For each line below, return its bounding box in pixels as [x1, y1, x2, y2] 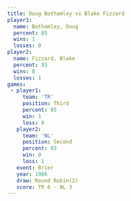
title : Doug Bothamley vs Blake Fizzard [7, 10, 125, 17]
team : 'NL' [22, 132, 54, 139]
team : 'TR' [22, 94, 54, 101]
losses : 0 [13, 42, 41, 49]
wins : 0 [13, 68, 36, 75]
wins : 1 [13, 36, 36, 43]
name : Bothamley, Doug [13, 23, 79, 30]
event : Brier [16, 164, 54, 171]
